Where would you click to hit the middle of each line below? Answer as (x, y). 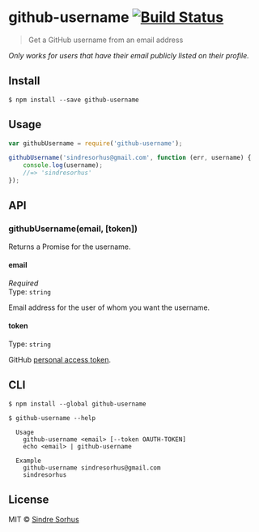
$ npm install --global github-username (78, 404)
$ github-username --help (52, 418)
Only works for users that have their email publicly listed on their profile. (129, 55)
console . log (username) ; (63, 165)
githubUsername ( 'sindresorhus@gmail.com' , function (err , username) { (130, 158)
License (29, 500)
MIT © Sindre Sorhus (44, 519)
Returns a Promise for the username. (70, 247)
